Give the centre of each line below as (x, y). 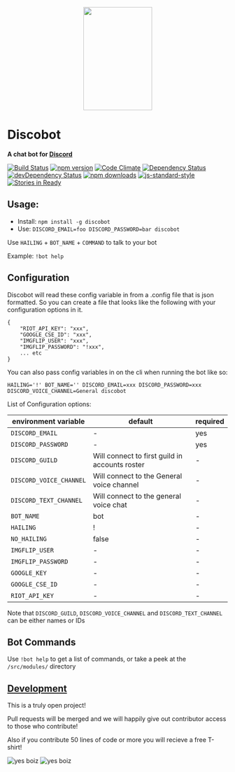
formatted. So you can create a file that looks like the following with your (112, 302)
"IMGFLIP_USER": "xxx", (55, 341)
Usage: (23, 205)
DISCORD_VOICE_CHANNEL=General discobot (67, 391)
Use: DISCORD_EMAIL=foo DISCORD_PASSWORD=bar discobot (99, 229)
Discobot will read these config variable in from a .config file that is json (111, 294)
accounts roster (119, 464)
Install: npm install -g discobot (64, 221)
